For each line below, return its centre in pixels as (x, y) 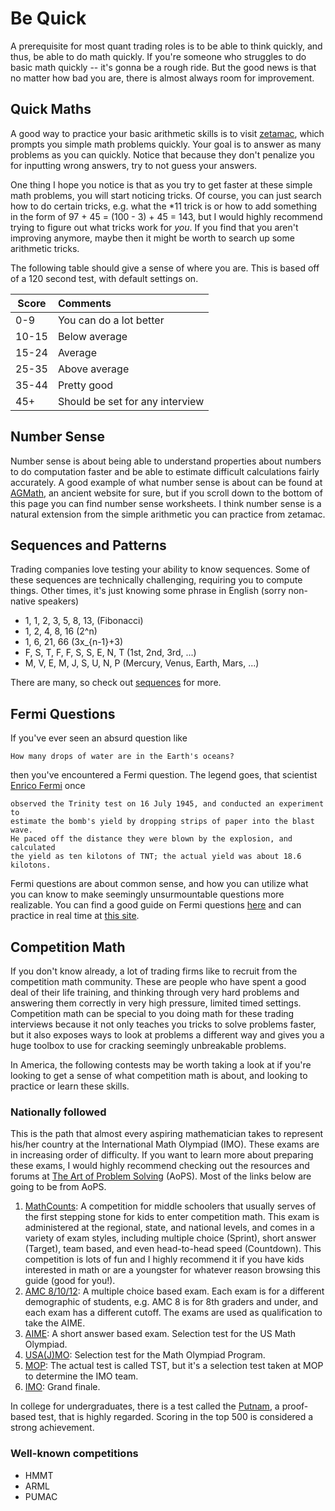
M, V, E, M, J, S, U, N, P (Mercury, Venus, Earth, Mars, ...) (142, 663)
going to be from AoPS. (58, 1187)
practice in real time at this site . (75, 916)
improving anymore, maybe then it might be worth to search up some (152, 238)
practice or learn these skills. (70, 1086)
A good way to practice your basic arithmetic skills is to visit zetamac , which (167, 133)
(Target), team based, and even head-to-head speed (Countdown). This (173, 1249)
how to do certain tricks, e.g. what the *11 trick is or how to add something (164, 206)
